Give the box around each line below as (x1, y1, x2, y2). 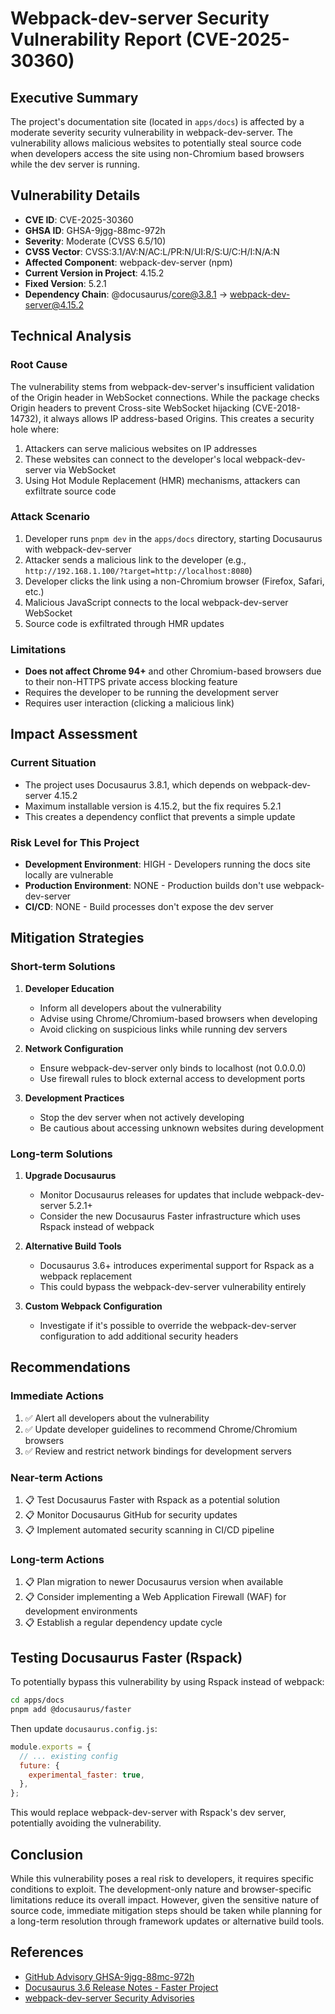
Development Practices (24, 1092, 125, 1104)
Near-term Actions (10, 1470, 104, 1484)
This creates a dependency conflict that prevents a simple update (24, 810, 296, 822)
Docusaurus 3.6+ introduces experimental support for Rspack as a (39, 1260, 315, 1272)
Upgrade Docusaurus (24, 1170, 117, 1182)
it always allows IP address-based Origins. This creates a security (43, 412, 315, 424)
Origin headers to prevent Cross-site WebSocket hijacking (10, 402, 250, 414)
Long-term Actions (10, 1552, 105, 1566)
